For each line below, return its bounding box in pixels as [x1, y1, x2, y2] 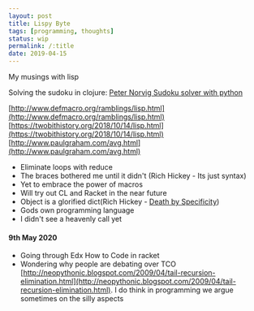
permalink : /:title [8, 42, 75, 50]
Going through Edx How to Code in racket [19, 251, 160, 261]
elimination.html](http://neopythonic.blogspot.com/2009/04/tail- [19, 277, 237, 287]
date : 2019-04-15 [8, 50, 67, 58]
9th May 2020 [8, 232, 58, 242]
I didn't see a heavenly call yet [19, 214, 123, 223]
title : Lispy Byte [8, 19, 71, 28]
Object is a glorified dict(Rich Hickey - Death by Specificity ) [19, 197, 220, 206]
